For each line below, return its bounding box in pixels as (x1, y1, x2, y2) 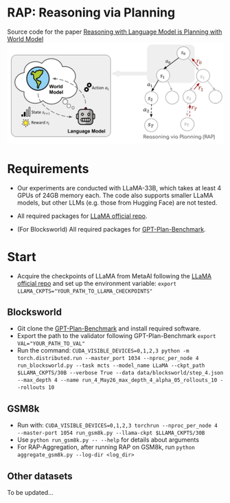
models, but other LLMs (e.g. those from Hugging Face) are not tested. (16, 198, 218, 207)
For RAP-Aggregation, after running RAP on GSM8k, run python (16, 443, 196, 451)
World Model (7, 34, 44, 43)
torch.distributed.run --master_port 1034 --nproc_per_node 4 (16, 355, 199, 362)
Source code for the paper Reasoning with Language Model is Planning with (7, 27, 222, 36)
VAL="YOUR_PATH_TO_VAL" (16, 340, 86, 348)
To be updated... (7, 489, 54, 497)
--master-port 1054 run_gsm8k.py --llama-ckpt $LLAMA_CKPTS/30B (16, 429, 205, 437)
